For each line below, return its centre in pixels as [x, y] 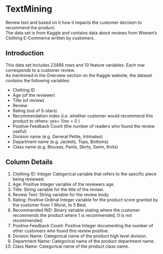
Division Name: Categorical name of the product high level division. [80, 236]
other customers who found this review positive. [61, 231]
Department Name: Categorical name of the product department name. [84, 241]
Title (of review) [28, 100]
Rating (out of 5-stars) [35, 110]
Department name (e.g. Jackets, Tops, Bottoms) [60, 142]
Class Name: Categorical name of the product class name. [71, 246]
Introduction [25, 53]
